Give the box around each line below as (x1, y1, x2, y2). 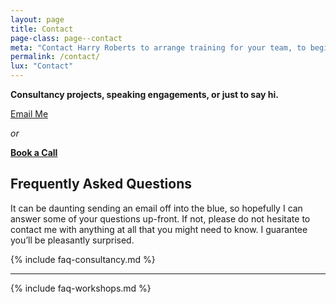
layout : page (10, 14, 65, 25)
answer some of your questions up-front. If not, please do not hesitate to (10, 212, 311, 225)
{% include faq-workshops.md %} (10, 282, 152, 294)
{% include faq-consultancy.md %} (10, 253, 156, 265)
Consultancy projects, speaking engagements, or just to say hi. (10, 89, 280, 100)
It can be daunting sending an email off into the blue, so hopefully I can (10, 202, 303, 214)
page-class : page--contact (10, 33, 123, 43)
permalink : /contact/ (10, 52, 101, 62)
